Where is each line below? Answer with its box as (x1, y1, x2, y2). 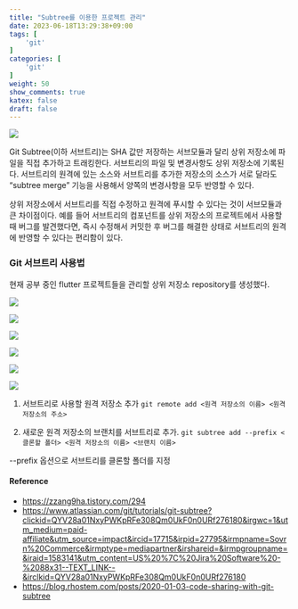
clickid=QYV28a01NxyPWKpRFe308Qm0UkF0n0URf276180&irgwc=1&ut (21, 514, 289, 525)
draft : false (9, 104, 58, 113)
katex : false (9, 95, 58, 105)
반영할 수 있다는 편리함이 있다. (18, 233, 124, 243)
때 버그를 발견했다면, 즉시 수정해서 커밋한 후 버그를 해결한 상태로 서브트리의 (9, 221, 270, 232)
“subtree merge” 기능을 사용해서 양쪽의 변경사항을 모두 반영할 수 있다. (9, 180, 255, 191)
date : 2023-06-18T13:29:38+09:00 (9, 21, 133, 30)
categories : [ (9, 54, 62, 63)
